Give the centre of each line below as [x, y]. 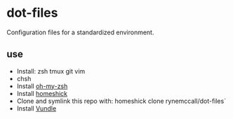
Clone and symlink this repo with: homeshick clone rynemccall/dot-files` [121, 101]
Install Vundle [36, 108]
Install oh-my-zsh [42, 86]
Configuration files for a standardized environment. [80, 32]
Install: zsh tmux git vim [51, 71]
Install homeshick [42, 93]
